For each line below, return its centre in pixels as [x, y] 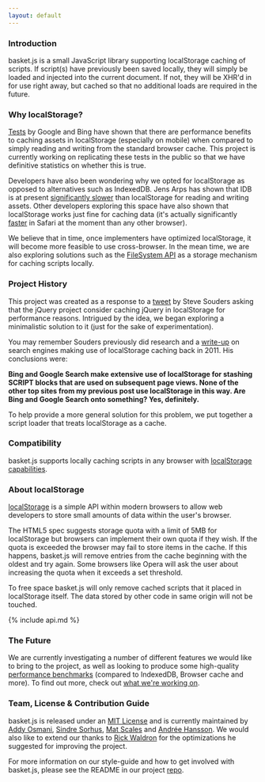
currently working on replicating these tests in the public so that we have [127, 157]
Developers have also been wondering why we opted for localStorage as [127, 181]
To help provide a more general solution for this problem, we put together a [131, 414]
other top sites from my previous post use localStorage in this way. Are [127, 391]
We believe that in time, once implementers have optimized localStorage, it [130, 238]
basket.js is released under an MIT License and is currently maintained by [128, 720]
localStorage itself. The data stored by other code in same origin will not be [131, 596]
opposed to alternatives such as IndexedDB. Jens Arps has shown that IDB [130, 189]
